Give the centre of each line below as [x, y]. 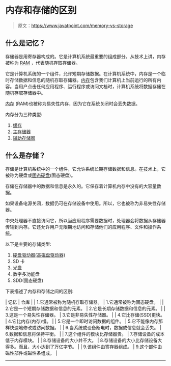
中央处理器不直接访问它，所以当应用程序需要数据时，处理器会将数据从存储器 [85, 220]
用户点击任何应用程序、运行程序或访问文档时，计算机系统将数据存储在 [92, 86]
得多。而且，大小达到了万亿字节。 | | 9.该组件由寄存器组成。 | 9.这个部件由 [84, 347]
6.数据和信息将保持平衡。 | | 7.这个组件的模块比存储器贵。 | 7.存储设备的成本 [85, 334]
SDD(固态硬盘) [28, 280]
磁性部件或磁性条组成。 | [31, 353]
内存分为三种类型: [24, 114]
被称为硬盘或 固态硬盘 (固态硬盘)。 [40, 175]
